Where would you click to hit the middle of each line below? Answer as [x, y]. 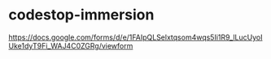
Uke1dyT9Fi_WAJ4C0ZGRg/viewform [71, 45]
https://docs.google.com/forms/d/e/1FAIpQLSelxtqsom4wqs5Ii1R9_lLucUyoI [135, 37]
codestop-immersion [81, 15]
